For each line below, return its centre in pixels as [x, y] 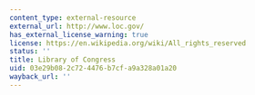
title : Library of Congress [63, 60]
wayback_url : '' [40, 77]
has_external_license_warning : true [79, 34]
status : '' [30, 52]
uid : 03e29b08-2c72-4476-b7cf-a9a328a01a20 [93, 69]
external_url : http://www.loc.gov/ [77, 26]
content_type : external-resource [73, 18]
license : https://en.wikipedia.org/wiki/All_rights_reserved [128, 43]
